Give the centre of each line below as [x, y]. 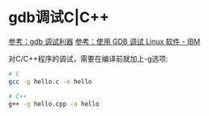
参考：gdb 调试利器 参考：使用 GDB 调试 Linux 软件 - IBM [104, 41]
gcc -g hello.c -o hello [50, 82]
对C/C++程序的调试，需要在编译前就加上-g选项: [88, 58]
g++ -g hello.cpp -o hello [54, 104]
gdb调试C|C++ [59, 17]
